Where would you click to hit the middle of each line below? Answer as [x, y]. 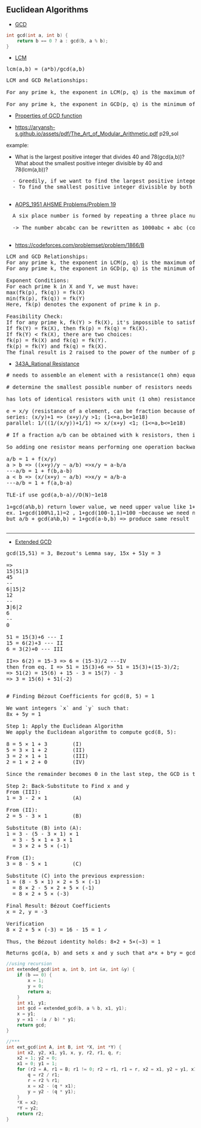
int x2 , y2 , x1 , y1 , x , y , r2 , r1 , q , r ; [69, 1053]
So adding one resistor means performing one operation [90, 447]
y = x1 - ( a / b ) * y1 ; [47, 1020]
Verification [25, 924]
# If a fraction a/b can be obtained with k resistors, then [98, 435]
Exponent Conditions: [38, 281]
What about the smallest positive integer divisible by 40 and [89, 163]
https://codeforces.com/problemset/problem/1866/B [80, 245]
